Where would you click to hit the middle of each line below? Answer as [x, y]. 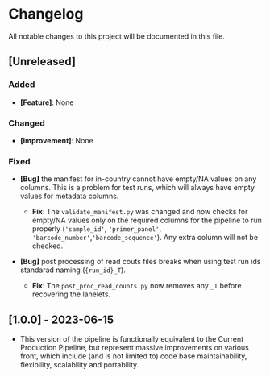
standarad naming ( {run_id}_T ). [73, 270]
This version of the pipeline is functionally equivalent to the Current [132, 339]
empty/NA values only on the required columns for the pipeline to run [147, 220]
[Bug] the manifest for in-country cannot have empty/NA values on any [138, 179]
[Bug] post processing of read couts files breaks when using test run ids [140, 262]
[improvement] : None [57, 140]
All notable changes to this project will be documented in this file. [117, 36]
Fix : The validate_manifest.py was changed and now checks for [140, 212]
